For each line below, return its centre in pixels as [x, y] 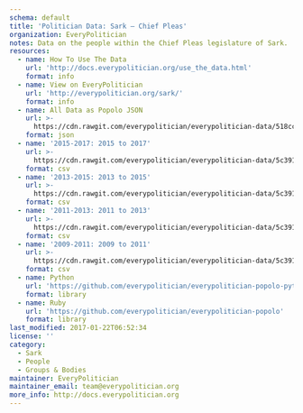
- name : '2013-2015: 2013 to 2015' [84, 177]
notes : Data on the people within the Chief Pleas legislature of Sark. [149, 43]
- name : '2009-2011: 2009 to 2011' [84, 244]
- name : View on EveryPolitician [80, 85]
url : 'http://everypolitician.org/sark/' [104, 93]
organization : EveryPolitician [68, 34]
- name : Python [46, 278]
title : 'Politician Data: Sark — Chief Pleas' [98, 26]
